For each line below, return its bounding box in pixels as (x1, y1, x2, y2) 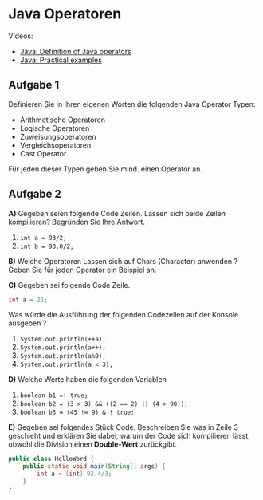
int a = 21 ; (8, 296, 48, 304)
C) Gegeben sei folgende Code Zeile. (8, 280, 131, 289)
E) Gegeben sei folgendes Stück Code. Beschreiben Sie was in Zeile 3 (8, 423, 239, 432)
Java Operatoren (8, 5, 122, 23)
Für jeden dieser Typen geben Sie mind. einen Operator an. (8, 164, 203, 174)
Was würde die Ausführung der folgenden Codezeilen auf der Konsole (8, 310, 239, 320)
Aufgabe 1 (8, 78, 60, 92)
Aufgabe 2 (8, 187, 62, 201)
